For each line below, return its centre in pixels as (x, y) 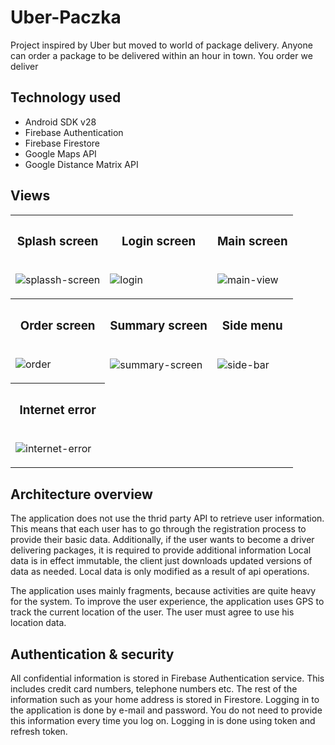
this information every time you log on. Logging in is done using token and (163, 720)
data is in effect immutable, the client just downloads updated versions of (161, 561)
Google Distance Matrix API (81, 164)
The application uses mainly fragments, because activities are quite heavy (163, 591)
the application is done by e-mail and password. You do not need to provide (166, 710)
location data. (38, 623)
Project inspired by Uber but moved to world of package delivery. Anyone (161, 45)
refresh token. (39, 731)
